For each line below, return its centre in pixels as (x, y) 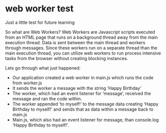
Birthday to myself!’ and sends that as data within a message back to (83, 109)
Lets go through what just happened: (43, 68)
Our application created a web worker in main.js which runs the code (83, 77)
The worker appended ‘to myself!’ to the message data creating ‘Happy (85, 104)
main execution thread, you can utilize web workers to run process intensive (83, 53)
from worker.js (27, 83)
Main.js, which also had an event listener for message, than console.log (85, 120)
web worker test (39, 9)
